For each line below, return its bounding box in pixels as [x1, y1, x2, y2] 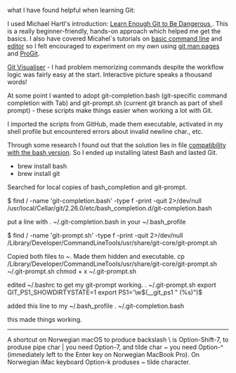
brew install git [17, 170, 60, 177]
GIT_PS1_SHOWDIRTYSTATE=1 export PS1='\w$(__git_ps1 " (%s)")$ [7, 288, 202, 297]
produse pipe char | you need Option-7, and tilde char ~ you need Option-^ [7, 343, 223, 351]
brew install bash [17, 162, 67, 170]
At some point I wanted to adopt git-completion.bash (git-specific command [7, 91, 227, 100]
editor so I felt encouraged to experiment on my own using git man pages [7, 42, 220, 50]
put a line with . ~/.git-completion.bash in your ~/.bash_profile [7, 217, 186, 226]
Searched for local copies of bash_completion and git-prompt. [7, 183, 188, 191]
